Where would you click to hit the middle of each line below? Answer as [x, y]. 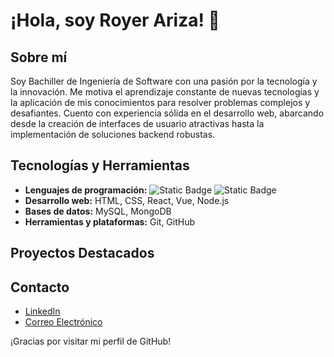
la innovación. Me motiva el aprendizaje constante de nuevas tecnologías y [165, 92]
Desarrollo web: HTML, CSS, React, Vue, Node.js [127, 200]
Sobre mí [39, 57]
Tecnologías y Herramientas [100, 165]
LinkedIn [42, 311]
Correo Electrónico [63, 322]
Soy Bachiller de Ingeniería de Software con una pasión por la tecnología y [164, 81]
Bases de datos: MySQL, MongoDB [98, 211]
